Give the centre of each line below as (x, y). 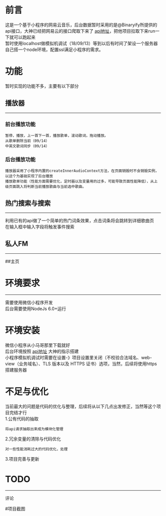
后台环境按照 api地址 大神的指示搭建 (42, 351)
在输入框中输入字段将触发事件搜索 (40, 227)
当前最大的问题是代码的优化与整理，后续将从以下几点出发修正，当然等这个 (81, 406)
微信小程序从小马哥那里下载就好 (38, 345)
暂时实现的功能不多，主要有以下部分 (42, 86)
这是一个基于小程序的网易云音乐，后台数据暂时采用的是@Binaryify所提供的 (81, 25)
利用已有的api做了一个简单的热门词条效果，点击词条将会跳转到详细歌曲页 (80, 221)
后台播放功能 (21, 159)
